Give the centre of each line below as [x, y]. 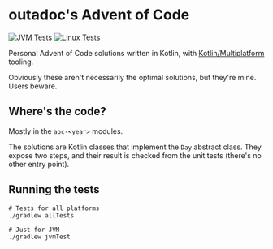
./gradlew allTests [41, 215]
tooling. [21, 62]
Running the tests [54, 189]
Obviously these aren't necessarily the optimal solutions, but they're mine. [132, 77]
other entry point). [39, 164]
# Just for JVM [34, 230]
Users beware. [33, 86]
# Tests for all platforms [54, 208]
